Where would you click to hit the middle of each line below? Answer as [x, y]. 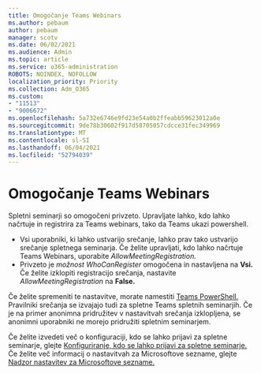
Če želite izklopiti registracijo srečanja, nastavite [98, 273]
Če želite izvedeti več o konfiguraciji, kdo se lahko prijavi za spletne [118, 337]
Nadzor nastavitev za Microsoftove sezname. [82, 362]
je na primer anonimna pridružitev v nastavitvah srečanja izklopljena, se [125, 313]
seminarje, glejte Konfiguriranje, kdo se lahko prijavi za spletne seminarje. [128, 346]
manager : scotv [33, 37]
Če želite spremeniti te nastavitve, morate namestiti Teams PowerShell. [123, 297]
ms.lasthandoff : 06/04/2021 [54, 148]
